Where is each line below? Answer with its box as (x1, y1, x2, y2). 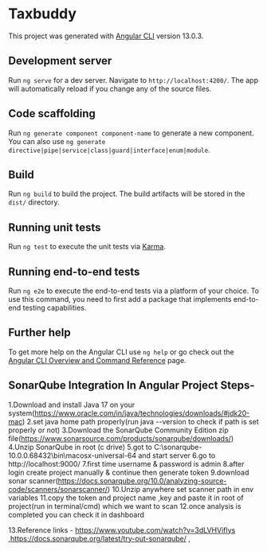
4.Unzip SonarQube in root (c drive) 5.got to (8, 442, 153, 451)
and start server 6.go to (138, 451, 216, 460)
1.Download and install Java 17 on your (8, 400, 135, 409)
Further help (8, 326, 72, 339)
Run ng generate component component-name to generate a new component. (8, 128, 255, 138)
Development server (8, 54, 112, 68)
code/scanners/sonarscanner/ (8, 484, 108, 494)
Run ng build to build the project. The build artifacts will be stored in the (8, 189, 245, 199)
